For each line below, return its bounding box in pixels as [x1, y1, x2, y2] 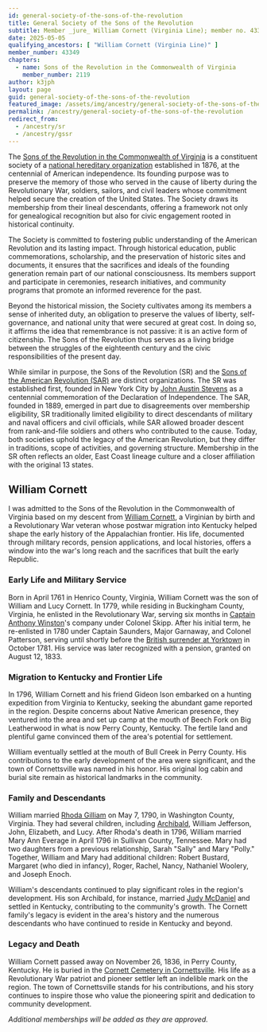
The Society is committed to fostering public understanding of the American [8, 235, 257, 244]
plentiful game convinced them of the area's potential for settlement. [8, 732, 233, 742]
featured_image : [8, 100, 62, 108]
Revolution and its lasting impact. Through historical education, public [8, 243, 237, 253]
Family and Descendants [8, 792, 106, 803]
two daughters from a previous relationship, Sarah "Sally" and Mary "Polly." [8, 844, 255, 854]
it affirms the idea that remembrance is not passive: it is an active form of [8, 326, 248, 336]
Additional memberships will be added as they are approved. [8, 1015, 208, 1024]
